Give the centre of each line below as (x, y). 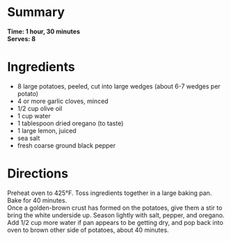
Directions (38, 174)
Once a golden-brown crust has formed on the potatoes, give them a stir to (115, 208)
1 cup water (34, 116)
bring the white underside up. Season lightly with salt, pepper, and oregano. (116, 215)
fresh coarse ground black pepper (66, 145)
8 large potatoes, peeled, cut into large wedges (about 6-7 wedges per (119, 86)
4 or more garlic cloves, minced (63, 101)
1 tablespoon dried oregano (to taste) (70, 123)
